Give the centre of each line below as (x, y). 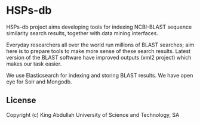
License (21, 100)
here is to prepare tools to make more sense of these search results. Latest (99, 51)
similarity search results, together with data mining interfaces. (82, 33)
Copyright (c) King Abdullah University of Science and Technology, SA (93, 114)
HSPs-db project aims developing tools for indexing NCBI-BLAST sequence (99, 27)
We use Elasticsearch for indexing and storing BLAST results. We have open (100, 75)
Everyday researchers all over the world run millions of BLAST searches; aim (100, 45)
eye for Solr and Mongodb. (39, 82)
